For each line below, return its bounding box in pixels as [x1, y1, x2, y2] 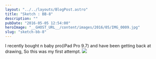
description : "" [5, 16, 38, 21]
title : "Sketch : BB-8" [5, 12, 53, 16]
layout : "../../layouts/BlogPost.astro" [5, 7, 88, 12]
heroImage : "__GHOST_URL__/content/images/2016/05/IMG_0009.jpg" [5, 25, 140, 30]
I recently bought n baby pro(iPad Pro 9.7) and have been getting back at [5, 43, 152, 48]
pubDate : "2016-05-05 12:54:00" [5, 20, 70, 26]
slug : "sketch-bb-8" [5, 29, 47, 34]
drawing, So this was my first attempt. [5, 49, 81, 54]
